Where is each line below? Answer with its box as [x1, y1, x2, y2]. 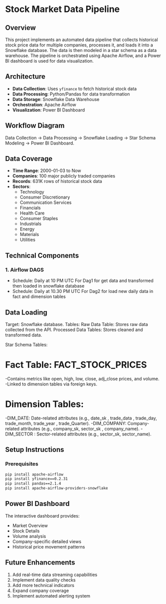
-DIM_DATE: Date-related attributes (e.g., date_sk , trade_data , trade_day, [5, 415, 157, 421]
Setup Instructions [5, 445, 64, 454]
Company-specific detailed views [12, 538, 81, 544]
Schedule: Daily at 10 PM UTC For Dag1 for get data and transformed [12, 277, 154, 283]
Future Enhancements [5, 558, 76, 567]
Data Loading [5, 308, 47, 316]
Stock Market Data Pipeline [5, 3, 120, 15]
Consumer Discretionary [19, 194, 70, 200]
